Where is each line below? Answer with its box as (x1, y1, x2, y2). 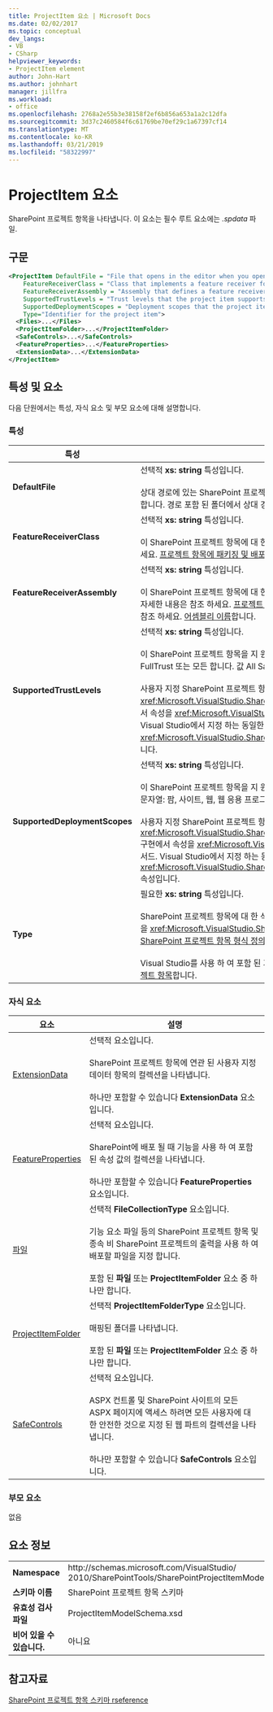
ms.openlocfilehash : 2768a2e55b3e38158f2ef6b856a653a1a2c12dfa (8, 111, 227, 119)
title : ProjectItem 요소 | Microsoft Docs (8, 11, 151, 20)
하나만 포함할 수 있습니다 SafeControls (89, 1453, 233, 1465)
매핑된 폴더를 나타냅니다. (89, 1322, 179, 1334)
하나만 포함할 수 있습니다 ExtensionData (89, 1091, 238, 1103)
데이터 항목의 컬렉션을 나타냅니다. (89, 1069, 210, 1081)
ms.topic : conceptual (8, 27, 82, 35)
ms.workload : (8, 95, 53, 103)
